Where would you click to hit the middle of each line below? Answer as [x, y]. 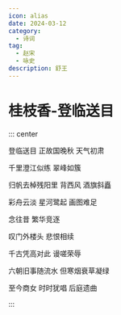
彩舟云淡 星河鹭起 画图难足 [53, 202]
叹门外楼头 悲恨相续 [41, 236]
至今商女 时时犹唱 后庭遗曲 [53, 288]
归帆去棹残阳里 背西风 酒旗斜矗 [60, 185]
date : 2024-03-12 [38, 23]
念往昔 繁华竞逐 [34, 219]
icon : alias [28, 16]
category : [25, 31]
